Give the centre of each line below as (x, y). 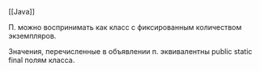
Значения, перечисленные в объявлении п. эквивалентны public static (130, 51)
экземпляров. (32, 36)
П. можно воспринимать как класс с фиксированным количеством (125, 27)
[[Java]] (21, 12)
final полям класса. (42, 60)
